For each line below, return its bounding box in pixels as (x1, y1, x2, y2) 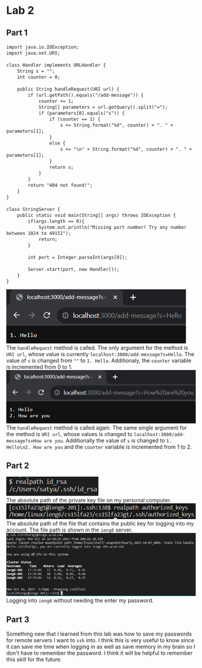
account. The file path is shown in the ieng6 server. (6, 526, 133, 533)
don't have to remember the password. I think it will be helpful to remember (6, 649, 193, 657)
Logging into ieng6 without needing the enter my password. (6, 597, 154, 604)
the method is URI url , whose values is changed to (6, 430, 133, 437)
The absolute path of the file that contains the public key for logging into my (6, 520, 194, 527)
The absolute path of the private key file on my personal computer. (6, 497, 171, 504)
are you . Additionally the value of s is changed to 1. (44, 437, 173, 444)
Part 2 (6, 461, 29, 471)
